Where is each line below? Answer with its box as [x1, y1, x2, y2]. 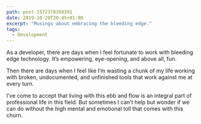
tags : [6, 26, 20, 33]
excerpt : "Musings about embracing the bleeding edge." [6, 20, 152, 26]
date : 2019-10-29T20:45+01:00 [6, 15, 84, 21]
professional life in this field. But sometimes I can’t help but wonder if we [6, 99, 190, 106]
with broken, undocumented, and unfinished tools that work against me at [6, 74, 193, 81]
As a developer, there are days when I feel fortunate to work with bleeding [6, 48, 194, 56]
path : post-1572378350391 [6, 9, 72, 15]
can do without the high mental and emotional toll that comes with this [6, 105, 184, 112]
